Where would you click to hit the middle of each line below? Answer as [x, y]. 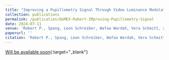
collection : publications [32, 14]
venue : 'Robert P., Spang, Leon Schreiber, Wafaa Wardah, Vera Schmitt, [83, 28]
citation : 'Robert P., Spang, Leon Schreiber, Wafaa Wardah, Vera [76, 38]
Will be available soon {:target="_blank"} [47, 52]
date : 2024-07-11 [23, 24]
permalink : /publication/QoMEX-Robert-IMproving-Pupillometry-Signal [80, 19]
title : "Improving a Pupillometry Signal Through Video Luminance [76, 10]
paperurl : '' [19, 33]
